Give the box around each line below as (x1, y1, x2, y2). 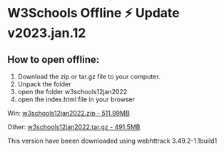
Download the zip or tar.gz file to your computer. (17, 72, 161, 81)
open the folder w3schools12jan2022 (17, 88, 128, 96)
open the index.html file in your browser (17, 95, 136, 103)
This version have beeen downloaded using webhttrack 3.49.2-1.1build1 (7, 136, 218, 145)
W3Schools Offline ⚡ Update (7, 5, 180, 21)
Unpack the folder (17, 80, 71, 88)
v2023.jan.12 (7, 25, 86, 41)
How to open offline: (7, 54, 100, 66)
